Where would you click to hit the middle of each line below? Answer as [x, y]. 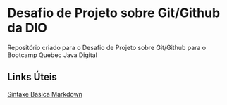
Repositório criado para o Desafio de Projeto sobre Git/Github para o [107, 47]
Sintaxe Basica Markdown [45, 94]
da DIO [27, 28]
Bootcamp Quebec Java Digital [52, 55]
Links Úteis [32, 77]
